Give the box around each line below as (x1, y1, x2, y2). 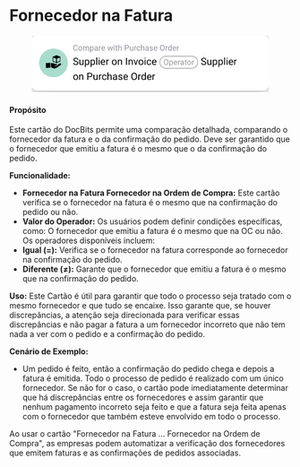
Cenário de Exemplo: (9, 346, 89, 357)
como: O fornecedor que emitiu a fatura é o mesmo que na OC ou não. (21, 226, 284, 237)
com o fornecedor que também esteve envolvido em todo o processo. (21, 411, 281, 422)
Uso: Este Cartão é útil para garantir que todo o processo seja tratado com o (9, 290, 292, 301)
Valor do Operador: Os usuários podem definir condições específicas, (21, 216, 283, 227)
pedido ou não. (21, 207, 79, 218)
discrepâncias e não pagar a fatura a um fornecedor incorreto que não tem (9, 319, 286, 330)
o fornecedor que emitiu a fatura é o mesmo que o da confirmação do (9, 143, 267, 154)
